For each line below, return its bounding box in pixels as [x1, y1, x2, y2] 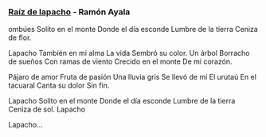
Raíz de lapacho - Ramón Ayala [8, 6, 131, 18]
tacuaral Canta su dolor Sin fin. [8, 80, 110, 90]
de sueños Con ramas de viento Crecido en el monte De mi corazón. [8, 57, 233, 66]
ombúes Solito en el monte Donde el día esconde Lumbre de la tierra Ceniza [8, 25, 259, 34]
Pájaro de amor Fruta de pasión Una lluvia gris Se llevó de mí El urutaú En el [8, 72, 257, 82]
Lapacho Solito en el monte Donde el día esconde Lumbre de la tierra [8, 96, 236, 106]
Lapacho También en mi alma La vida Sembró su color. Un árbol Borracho [8, 49, 250, 58]
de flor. [8, 33, 32, 42]
